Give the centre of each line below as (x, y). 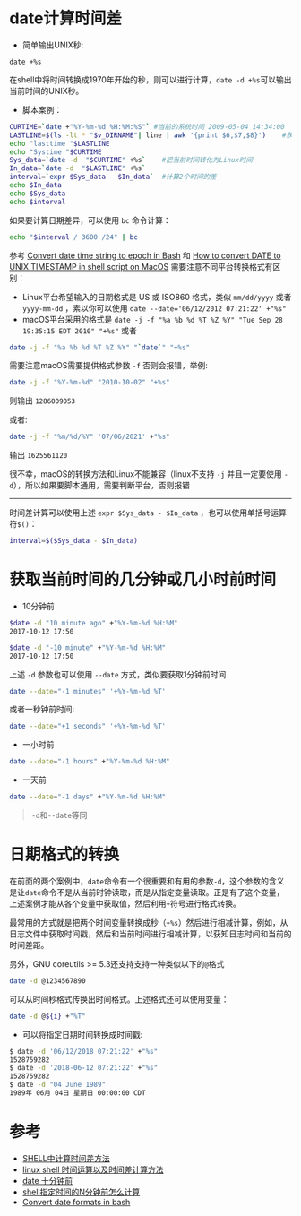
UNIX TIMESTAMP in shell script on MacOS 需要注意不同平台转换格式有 (141, 266)
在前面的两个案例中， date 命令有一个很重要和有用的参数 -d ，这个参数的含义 (147, 881)
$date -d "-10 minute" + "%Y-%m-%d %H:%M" (88, 647)
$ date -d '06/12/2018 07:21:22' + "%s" (84, 1051)
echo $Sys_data (38, 194)
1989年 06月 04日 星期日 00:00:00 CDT (77, 1093)
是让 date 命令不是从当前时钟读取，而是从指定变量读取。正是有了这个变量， (147, 892)
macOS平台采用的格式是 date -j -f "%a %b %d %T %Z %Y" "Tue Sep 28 (153, 319)
